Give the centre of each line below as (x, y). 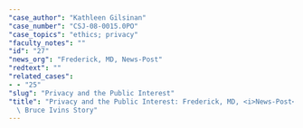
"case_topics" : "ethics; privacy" (74, 34)
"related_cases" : (41, 77)
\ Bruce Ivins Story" (57, 110)
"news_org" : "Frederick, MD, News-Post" (86, 59)
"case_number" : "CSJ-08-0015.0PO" (74, 26)
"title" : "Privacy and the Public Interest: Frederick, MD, (124, 101)
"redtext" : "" (35, 69)
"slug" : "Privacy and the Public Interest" (92, 93)
